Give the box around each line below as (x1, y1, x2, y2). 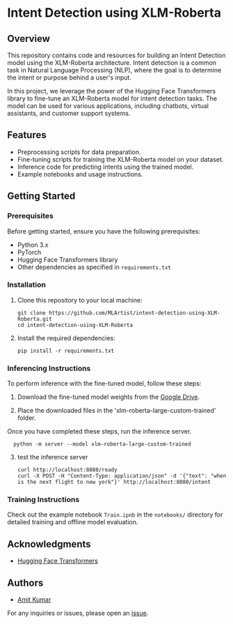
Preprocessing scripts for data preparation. (17, 148, 141, 156)
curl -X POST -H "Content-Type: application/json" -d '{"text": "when (17, 473, 227, 480)
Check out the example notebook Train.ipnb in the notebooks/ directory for (7, 510, 223, 519)
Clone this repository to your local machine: (17, 296, 143, 304)
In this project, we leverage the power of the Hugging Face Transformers (7, 87, 216, 95)
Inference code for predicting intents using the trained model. (17, 162, 194, 171)
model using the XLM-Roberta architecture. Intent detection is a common (7, 59, 217, 67)
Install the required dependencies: (17, 333, 116, 342)
